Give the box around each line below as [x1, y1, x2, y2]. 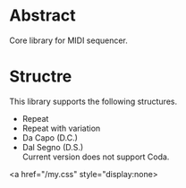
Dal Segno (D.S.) [21, 141, 84, 152]
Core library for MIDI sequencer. [9, 35, 128, 46]
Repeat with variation [21, 123, 101, 133]
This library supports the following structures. [9, 96, 177, 107]
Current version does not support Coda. [21, 151, 170, 162]
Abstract [9, 5, 76, 26]
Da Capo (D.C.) [21, 132, 79, 143]
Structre [9, 66, 72, 87]
